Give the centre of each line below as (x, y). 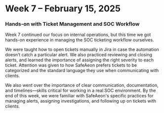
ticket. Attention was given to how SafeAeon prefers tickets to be (71, 65)
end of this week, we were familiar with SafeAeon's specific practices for (79, 96)
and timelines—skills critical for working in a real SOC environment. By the (81, 91)
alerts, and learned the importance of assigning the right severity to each (80, 60)
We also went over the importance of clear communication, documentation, (82, 85)
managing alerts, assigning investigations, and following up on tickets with (81, 101)
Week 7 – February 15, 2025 (63, 9)
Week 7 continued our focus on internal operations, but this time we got (78, 35)
